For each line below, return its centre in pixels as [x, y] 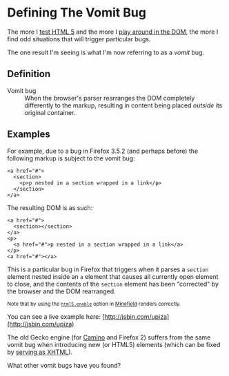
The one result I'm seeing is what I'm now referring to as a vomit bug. [106, 52]
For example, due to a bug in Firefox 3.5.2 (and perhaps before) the [103, 151]
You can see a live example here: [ [56, 316]
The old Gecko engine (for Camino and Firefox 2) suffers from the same [109, 337]
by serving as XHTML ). [40, 352]
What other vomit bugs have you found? [64, 365]
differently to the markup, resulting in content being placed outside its [123, 105]
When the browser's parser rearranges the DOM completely [110, 98]
